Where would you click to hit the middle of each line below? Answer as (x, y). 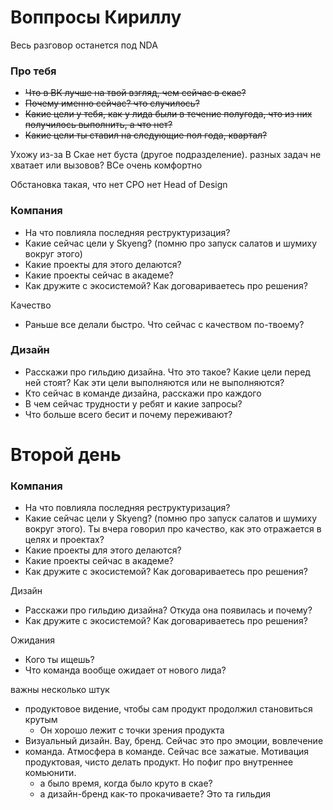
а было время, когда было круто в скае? (126, 783)
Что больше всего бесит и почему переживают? (128, 414)
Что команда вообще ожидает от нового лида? (125, 670)
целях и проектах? (64, 540)
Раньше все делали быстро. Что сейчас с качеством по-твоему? (164, 324)
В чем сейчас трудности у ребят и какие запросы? (133, 403)
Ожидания (33, 640)
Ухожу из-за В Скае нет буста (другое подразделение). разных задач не (166, 155)
